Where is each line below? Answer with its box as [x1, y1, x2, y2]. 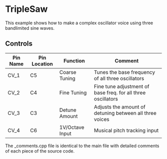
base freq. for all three [93, 89, 146, 96]
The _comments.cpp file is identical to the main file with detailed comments [5, 143, 160, 149]
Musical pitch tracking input [93, 127, 159, 134]
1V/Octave [59, 124, 84, 131]
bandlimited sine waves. [5, 25, 55, 31]
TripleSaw [5, 3, 48, 15]
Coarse [59, 68, 77, 75]
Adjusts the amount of [93, 103, 146, 110]
